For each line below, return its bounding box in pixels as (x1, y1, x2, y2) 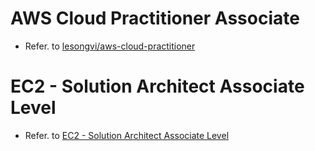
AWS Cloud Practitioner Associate (10, 7, 300, 30)
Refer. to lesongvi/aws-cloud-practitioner (24, 40, 196, 52)
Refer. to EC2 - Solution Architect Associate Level (24, 129, 230, 141)
